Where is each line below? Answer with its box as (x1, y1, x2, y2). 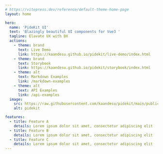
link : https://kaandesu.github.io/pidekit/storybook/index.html (17, 65, 151, 70)
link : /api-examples (17, 92, 60, 97)
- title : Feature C (9, 137, 49, 142)
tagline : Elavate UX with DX (9, 34, 68, 39)
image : (9, 97, 23, 102)
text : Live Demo (17, 47, 51, 52)
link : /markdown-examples (17, 79, 70, 84)
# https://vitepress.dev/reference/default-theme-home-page (5, 7, 130, 12)
